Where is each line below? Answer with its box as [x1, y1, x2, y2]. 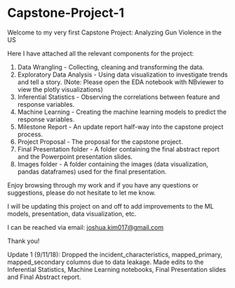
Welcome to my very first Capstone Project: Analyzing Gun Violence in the [7, 28, 222, 37]
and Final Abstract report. [7, 273, 81, 281]
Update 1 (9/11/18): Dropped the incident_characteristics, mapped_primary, [7, 250, 223, 258]
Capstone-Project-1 [7, 5, 125, 21]
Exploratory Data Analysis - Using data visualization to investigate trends [17, 70, 228, 79]
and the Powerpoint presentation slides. [17, 152, 133, 161]
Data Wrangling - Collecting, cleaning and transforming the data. [17, 63, 205, 71]
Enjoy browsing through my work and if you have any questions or [7, 181, 199, 189]
